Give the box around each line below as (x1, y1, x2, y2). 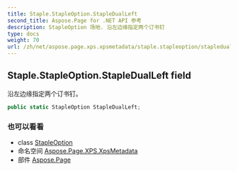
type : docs (7, 30, 40, 38)
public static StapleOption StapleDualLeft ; (7, 104, 141, 111)
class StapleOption (17, 138, 73, 146)
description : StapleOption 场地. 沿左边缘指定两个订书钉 (7, 23, 165, 31)
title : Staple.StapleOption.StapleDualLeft (7, 10, 138, 18)
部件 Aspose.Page (17, 155, 71, 164)
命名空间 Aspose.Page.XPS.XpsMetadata (17, 146, 138, 155)
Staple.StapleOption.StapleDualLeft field (7, 70, 191, 82)
